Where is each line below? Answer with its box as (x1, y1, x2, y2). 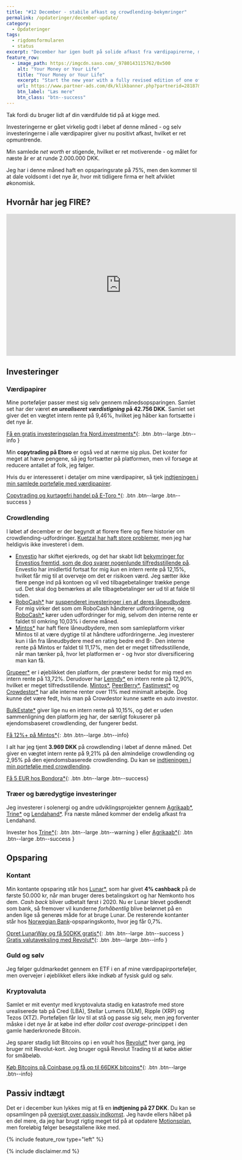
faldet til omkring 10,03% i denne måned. (15, 617, 119, 625)
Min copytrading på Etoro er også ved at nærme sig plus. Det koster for (6, 448, 188, 456)
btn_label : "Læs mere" (17, 89, 75, 95)
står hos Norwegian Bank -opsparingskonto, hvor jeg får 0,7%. (6, 917, 163, 925)
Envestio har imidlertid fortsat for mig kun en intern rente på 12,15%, (15, 565, 186, 573)
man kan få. (15, 657, 45, 664)
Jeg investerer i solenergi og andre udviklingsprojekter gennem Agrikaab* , (6, 804, 194, 811)
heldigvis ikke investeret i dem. (6, 540, 84, 548)
